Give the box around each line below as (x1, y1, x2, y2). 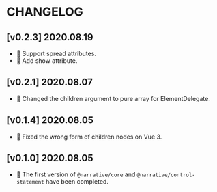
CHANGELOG (6, 4, 83, 20)
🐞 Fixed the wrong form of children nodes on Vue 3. (16, 133, 162, 141)
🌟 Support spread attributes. (16, 49, 97, 57)
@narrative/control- (136, 172, 196, 178)
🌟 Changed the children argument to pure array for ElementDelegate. (16, 94, 211, 102)
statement (16, 179, 45, 186)
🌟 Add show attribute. (16, 57, 78, 65)
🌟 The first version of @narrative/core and (16, 170, 136, 178)
